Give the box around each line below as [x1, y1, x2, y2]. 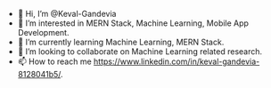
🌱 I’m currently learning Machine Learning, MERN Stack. [17, 36, 225, 47]
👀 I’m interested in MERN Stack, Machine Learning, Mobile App [17, 18, 250, 28]
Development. [17, 28, 70, 37]
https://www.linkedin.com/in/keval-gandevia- [93, 56, 260, 67]
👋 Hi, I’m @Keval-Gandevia [17, 9, 117, 19]
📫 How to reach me [17, 56, 92, 67]
